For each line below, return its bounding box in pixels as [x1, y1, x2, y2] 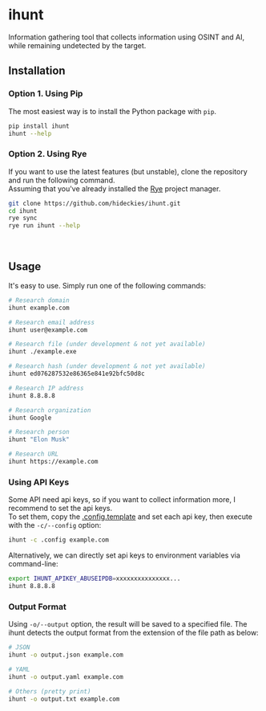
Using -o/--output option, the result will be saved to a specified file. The [8, 619, 248, 629]
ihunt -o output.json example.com [8, 651, 124, 660]
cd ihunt [8, 206, 38, 215]
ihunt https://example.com [8, 458, 99, 466]
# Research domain [8, 296, 70, 304]
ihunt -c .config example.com [8, 536, 110, 544]
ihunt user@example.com [8, 325, 88, 334]
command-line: [8, 559, 58, 569]
